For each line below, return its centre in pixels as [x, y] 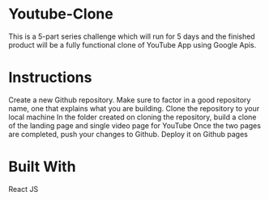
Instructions [50, 78]
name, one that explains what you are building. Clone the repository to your [134, 108]
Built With [42, 167]
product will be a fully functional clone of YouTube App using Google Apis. [132, 44]
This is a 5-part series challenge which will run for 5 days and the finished [132, 36]
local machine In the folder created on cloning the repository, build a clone [132, 117]
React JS [23, 189]
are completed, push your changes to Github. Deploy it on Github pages [128, 134]
